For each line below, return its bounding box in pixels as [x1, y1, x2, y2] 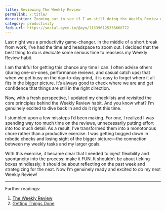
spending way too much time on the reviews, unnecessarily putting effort [5, 120, 154, 126]
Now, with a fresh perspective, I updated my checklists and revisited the [5, 95, 152, 101]
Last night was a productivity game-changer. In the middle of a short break [5, 39, 158, 45]
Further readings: [5, 186, 41, 192]
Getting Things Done [12, 201, 55, 207]
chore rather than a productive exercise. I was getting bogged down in [5, 131, 148, 137]
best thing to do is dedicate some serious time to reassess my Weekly [5, 50, 148, 56]
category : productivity [5, 21, 54, 26]
